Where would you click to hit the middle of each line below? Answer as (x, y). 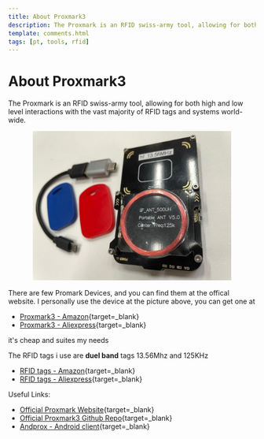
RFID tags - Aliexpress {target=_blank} (81, 379)
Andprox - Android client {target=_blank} (85, 426)
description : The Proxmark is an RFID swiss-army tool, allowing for (125, 25)
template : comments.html (49, 33)
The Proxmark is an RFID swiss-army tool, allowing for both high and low (126, 103)
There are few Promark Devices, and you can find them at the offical (119, 292)
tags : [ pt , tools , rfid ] (49, 42)
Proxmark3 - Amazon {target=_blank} (79, 316)
